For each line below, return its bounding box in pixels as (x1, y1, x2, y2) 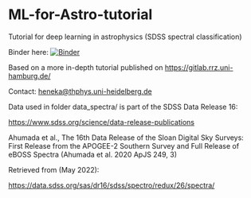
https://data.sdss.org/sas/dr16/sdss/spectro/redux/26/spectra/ (8, 181, 215, 190)
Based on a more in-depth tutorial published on (8, 62, 163, 72)
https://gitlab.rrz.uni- (164, 62, 233, 72)
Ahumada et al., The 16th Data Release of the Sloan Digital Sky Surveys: (8, 133, 245, 142)
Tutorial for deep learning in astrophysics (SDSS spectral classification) (8, 32, 242, 41)
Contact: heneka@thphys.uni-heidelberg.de (8, 86, 153, 96)
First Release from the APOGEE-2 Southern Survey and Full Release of (8, 141, 240, 150)
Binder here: (8, 47, 49, 56)
